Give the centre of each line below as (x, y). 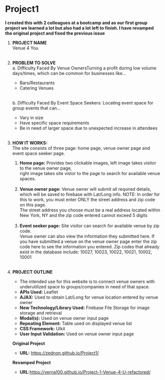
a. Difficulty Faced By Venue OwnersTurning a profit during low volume (84, 68)
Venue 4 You (25, 48)
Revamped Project (31, 362)
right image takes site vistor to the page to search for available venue (90, 173)
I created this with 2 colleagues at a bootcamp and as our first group (76, 23)
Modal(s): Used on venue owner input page (64, 318)
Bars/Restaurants (37, 83)
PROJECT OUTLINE (32, 272)
